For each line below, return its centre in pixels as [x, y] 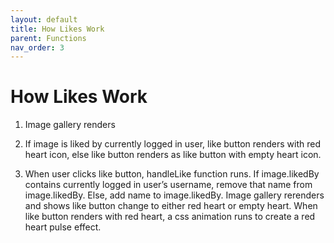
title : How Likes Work [57, 29]
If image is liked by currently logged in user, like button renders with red [172, 144]
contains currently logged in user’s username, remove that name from [168, 185]
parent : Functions [48, 38]
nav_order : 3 [37, 47]
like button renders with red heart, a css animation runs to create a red [170, 217]
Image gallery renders [70, 125]
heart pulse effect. [63, 227]
